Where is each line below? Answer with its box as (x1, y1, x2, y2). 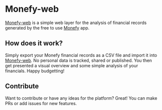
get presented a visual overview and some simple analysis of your (5, 62, 139, 68)
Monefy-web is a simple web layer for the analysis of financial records (5, 20, 147, 26)
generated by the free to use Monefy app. (5, 25, 90, 30)
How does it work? (5, 39, 63, 48)
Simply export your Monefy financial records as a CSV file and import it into (5, 52, 158, 58)
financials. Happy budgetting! (5, 68, 65, 74)
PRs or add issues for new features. (5, 100, 77, 106)
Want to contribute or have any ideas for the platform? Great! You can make (5, 95, 158, 101)
